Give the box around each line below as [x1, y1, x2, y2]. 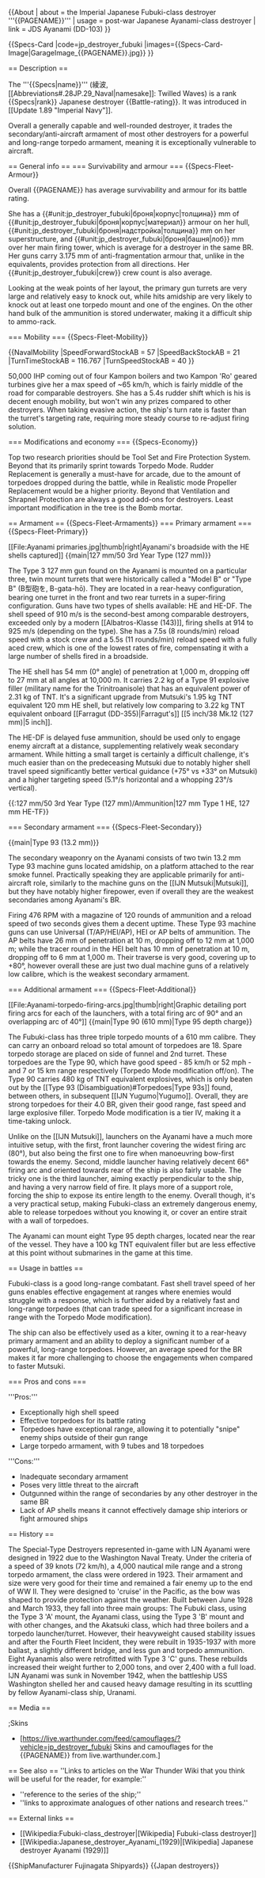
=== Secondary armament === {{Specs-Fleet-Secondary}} [8, 822, 203, 832]
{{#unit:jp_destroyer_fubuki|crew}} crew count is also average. [8, 268, 213, 277]
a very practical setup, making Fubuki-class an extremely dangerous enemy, [8, 1199, 257, 1208]
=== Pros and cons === [8, 1377, 87, 1386]
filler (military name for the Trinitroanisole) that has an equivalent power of [8, 684, 251, 693]
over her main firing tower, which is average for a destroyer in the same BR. [8, 242, 254, 252]
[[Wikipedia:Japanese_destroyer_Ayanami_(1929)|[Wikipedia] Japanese [19, 1838, 254, 1846]
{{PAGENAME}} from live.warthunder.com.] [19, 1750, 161, 1760]
